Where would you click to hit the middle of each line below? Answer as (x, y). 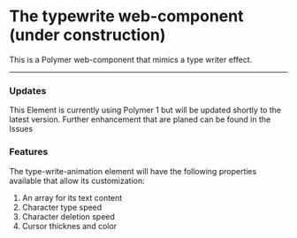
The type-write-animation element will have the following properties (133, 171)
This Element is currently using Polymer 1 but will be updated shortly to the (145, 110)
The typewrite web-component (126, 16)
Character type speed (62, 207)
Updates (28, 90)
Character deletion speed (68, 216)
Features (29, 152)
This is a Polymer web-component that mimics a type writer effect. (131, 59)
